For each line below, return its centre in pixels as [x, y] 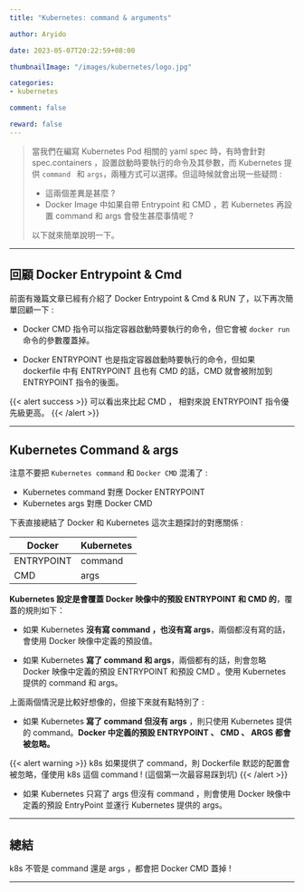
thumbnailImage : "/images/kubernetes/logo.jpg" [101, 67]
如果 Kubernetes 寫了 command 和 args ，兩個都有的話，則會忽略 [144, 660]
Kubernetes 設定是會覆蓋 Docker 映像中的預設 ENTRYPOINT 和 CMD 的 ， [147, 599]
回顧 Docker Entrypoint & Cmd [96, 275]
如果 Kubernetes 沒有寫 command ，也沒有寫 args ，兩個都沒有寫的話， [156, 629]
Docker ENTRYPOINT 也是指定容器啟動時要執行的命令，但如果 [139, 360]
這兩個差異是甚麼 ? [80, 193]
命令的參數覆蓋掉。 [58, 340]
